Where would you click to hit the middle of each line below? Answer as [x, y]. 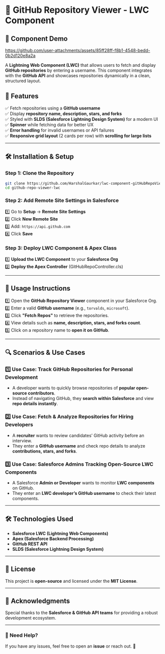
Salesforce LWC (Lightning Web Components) [60, 533]
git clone [15, 183]
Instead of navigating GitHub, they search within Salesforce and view [83, 398]
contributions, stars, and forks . [45, 451]
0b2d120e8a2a [20, 56]
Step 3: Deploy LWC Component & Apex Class [61, 248]
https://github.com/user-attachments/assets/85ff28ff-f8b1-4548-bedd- [78, 50]
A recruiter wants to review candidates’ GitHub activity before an [78, 435]
